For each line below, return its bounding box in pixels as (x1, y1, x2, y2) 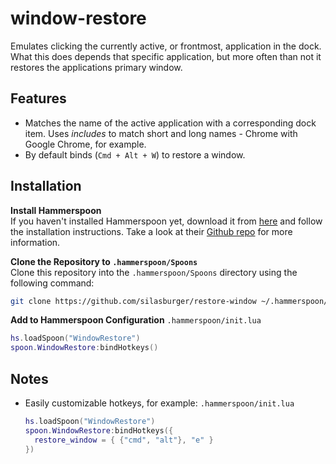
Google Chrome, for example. (24, 138, 147, 150)
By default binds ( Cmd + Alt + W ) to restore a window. (24, 148, 246, 161)
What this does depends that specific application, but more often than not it (10, 50, 322, 62)
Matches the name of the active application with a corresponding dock (24, 117, 317, 129)
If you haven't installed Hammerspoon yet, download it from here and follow (10, 215, 323, 227)
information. (10, 236, 61, 248)
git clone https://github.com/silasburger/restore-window (10, 296, 257, 306)
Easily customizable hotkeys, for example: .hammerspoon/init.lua (24, 397, 295, 409)
